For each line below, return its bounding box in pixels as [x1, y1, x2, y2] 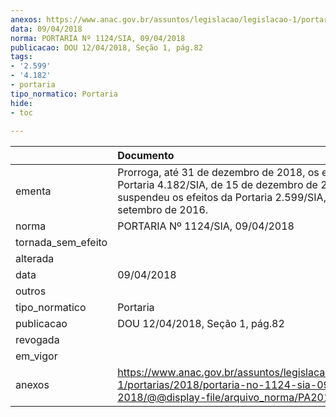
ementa [15, 184, 52, 198]
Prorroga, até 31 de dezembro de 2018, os [117, 166, 320, 180]
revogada [15, 333, 60, 347]
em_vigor [15, 349, 58, 363]
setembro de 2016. [117, 203, 209, 217]
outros [15, 284, 47, 298]
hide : [10, 98, 33, 108]
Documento [117, 149, 175, 163]
